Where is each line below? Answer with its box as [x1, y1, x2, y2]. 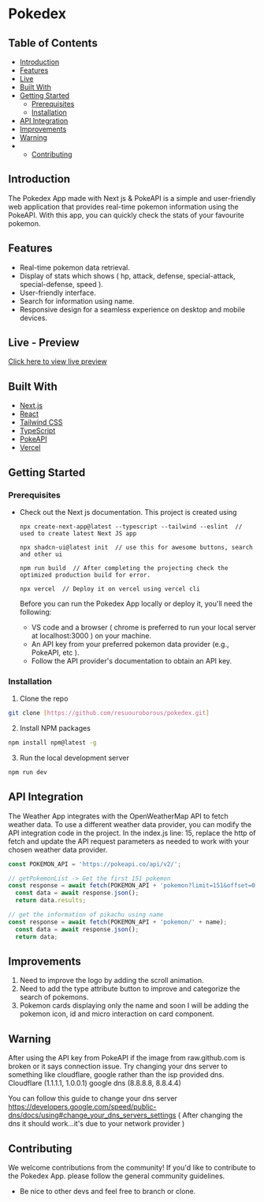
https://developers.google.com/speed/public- [8, 1102, 157, 1112]
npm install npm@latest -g [8, 739, 97, 747]
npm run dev [8, 768, 47, 776]
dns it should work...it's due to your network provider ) [8, 1119, 185, 1128]
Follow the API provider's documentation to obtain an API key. [31, 656, 232, 665]
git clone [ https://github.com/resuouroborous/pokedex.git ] [8, 709, 210, 717]
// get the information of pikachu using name [8, 911, 164, 919]
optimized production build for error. [19, 571, 151, 579]
